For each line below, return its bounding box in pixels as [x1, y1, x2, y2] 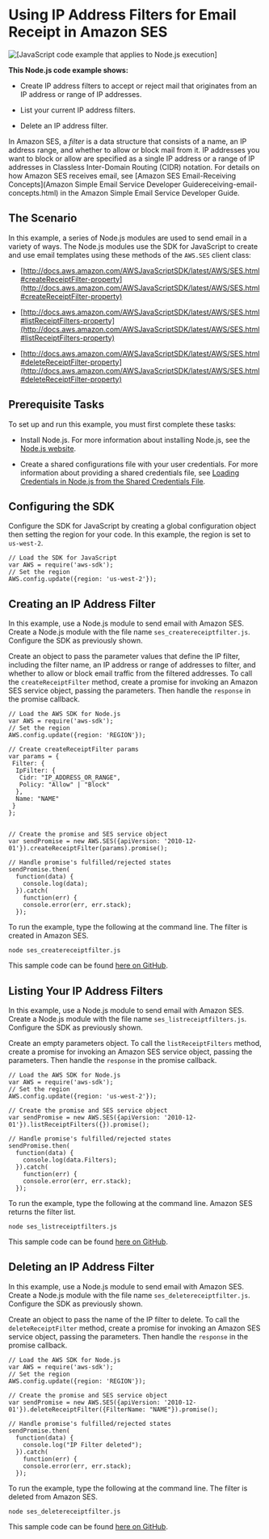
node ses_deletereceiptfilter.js [8, 1507, 121, 1516]
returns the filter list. [8, 1207, 76, 1216]
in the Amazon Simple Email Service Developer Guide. [60, 188, 240, 197]
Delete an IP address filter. [19, 120, 108, 130]
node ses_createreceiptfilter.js [8, 947, 121, 955]
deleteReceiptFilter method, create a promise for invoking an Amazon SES [8, 1323, 261, 1333]
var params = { [8, 753, 60, 761]
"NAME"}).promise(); [149, 1405, 219, 1414]
